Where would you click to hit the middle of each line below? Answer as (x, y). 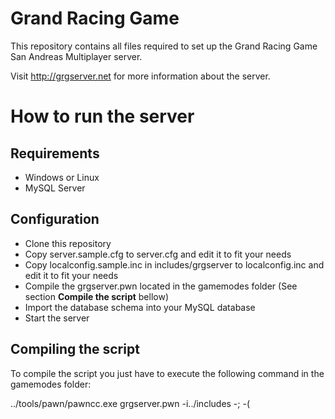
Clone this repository (68, 243)
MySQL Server (55, 188)
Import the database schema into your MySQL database (140, 307)
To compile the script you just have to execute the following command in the (167, 373)
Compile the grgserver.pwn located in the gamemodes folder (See (161, 286)
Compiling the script (75, 349)
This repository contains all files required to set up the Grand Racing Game (164, 46)
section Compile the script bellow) (96, 296)
